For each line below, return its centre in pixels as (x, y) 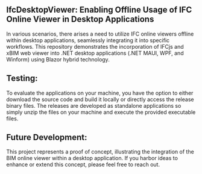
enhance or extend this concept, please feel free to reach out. (83, 164)
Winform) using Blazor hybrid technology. (58, 59)
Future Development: (47, 138)
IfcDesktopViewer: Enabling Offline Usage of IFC (99, 10)
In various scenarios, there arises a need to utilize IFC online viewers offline (100, 34)
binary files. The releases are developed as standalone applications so (94, 105)
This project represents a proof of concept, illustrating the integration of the (100, 152)
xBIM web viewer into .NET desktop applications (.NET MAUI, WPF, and (95, 53)
